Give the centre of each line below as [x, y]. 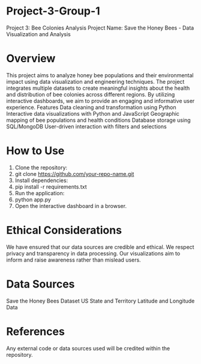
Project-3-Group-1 [53, 11]
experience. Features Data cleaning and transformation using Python [91, 107]
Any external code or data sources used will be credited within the [88, 348]
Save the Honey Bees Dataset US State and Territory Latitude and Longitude [100, 301]
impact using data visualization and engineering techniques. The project [95, 81]
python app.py [33, 199]
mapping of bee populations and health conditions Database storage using [98, 120]
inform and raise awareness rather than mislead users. [73, 260]
